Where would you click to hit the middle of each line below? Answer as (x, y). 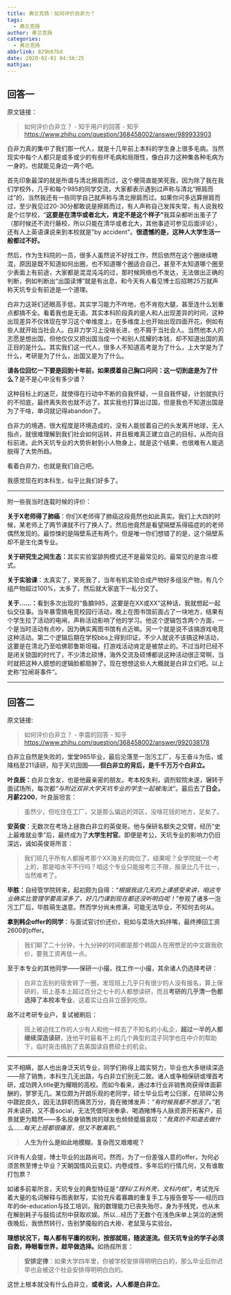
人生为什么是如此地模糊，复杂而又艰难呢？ (84, 1142)
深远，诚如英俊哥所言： (40, 844)
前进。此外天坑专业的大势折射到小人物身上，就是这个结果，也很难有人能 (115, 443)
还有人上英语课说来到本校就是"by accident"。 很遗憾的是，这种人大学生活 (111, 232)
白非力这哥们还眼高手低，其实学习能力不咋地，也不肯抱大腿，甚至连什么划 (112, 304)
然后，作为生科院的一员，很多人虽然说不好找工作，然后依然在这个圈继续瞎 (112, 255)
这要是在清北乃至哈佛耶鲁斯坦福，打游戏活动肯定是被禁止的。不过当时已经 (112, 646)
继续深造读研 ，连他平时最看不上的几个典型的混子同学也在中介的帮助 (120, 1038)
